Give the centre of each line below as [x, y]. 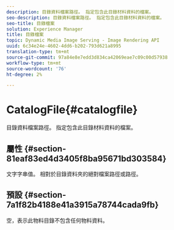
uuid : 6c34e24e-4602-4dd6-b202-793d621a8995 [64, 46]
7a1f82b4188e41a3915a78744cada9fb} [82, 205]
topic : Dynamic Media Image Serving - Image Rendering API [83, 40]
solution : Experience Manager [45, 29]
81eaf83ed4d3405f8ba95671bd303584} [86, 158]
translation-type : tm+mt [38, 52]
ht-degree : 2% [24, 74]
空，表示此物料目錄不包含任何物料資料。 [57, 220]
